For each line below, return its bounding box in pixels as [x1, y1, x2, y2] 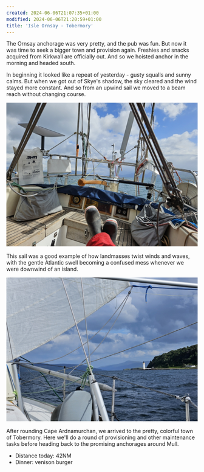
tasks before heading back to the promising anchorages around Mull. [6, 440, 179, 448]
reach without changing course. [6, 91, 86, 98]
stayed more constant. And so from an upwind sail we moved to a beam [6, 84, 186, 91]
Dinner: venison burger [15, 459, 73, 466]
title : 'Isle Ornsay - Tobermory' [6, 23, 94, 29]
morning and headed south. [6, 60, 76, 67]
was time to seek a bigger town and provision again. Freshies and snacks [6, 46, 189, 54]
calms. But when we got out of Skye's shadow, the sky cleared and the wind [6, 78, 197, 85]
